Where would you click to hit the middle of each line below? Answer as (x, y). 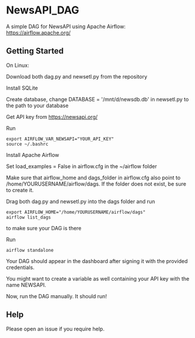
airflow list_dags (28, 217)
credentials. (20, 267)
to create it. (20, 190)
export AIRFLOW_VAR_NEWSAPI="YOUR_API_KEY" (60, 139)
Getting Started (35, 51)
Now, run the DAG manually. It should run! (57, 296)
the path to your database (37, 105)
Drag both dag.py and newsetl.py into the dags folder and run (81, 201)
